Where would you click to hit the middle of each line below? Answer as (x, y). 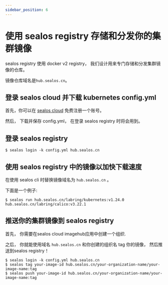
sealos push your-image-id (38, 273)
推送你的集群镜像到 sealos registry (60, 221)
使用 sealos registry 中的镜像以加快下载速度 (73, 167)
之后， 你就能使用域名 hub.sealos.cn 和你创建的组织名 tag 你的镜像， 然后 (82, 244)
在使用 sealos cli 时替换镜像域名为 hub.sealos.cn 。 (58, 180)
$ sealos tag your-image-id (35, 264)
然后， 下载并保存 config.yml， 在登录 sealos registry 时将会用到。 (74, 121)
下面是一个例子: (21, 190)
